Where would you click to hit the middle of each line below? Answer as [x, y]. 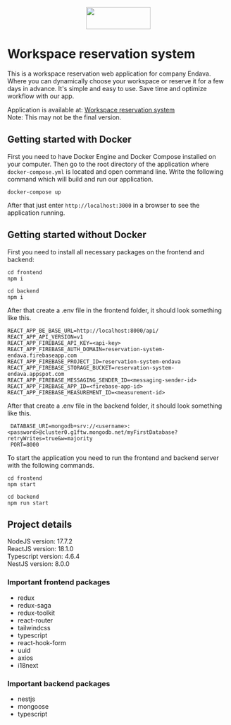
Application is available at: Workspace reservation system [91, 110]
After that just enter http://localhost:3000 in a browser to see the [104, 205]
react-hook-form [42, 642]
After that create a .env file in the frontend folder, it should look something [114, 310]
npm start [22, 484]
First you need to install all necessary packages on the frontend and [106, 252]
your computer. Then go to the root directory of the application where [108, 164]
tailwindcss [34, 627]
